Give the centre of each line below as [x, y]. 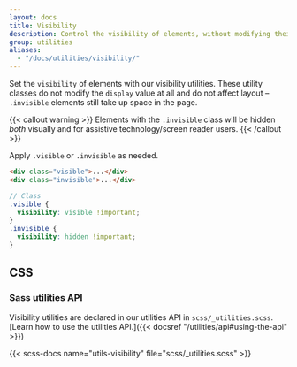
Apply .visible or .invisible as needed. [84, 155]
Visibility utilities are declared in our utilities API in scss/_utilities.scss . [141, 317]
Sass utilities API [46, 298]
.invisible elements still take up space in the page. [103, 102]
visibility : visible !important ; [79, 212]
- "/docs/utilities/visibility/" [79, 58]
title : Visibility [43, 26]
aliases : [25, 50]
